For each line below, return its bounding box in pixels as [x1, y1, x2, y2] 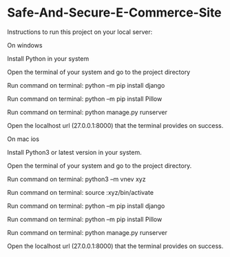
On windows [7, 41, 43, 49]
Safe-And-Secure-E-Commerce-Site [7, 5, 222, 21]
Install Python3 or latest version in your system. [7, 148, 143, 156]
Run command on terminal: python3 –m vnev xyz [7, 175, 146, 183]
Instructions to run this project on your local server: [7, 28, 153, 36]
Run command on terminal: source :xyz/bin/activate [7, 188, 154, 196]
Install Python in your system [7, 54, 90, 63]
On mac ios [7, 135, 40, 143]
